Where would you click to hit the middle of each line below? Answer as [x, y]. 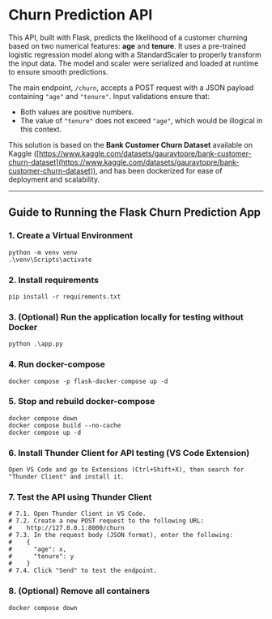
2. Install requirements [54, 280]
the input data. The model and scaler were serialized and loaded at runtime [134, 63]
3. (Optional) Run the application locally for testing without [126, 316]
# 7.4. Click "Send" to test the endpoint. [83, 571]
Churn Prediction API [81, 15]
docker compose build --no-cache [65, 425]
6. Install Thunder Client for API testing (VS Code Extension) [129, 453]
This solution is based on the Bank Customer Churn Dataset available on [131, 144]
